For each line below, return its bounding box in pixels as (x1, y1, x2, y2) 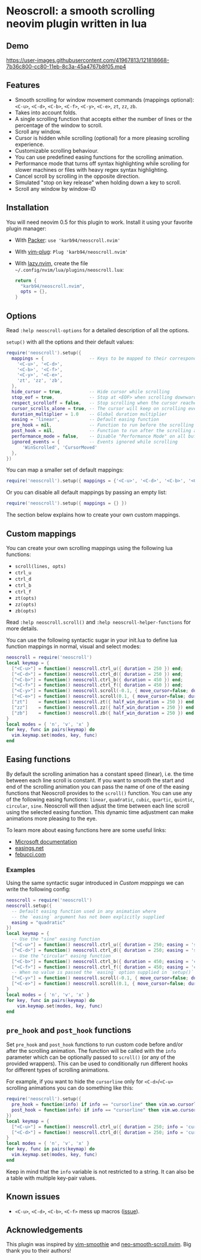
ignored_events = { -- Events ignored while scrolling (11, 439, 178, 445)
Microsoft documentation (14, 838, 78, 845)
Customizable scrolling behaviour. (14, 147, 99, 154)
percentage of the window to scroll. (14, 122, 103, 129)
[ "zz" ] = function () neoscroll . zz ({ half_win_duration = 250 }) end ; (11, 705, 197, 711)
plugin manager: (6, 224, 47, 232)
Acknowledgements (6, 1225, 83, 1235)
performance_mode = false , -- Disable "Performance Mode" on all (11, 433, 186, 439)
